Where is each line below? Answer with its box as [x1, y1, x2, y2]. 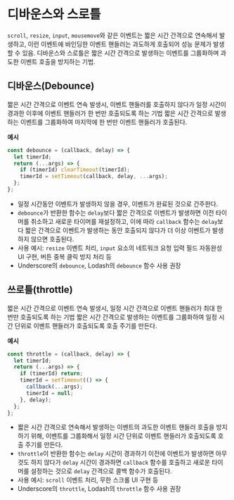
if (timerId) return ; [20, 370, 83, 377]
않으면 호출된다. [30, 235, 74, 243]
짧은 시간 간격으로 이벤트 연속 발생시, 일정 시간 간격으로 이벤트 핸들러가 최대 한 [7, 304, 223, 312]
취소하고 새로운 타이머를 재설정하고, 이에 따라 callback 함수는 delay [30, 217, 218, 225]
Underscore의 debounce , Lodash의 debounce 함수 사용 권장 [17, 261, 181, 270]
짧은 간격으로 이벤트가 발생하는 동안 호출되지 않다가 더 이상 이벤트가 [25, 226, 211, 235]
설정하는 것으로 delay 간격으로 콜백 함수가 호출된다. [30, 467, 172, 475]
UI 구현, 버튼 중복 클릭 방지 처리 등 [17, 252, 112, 261]
